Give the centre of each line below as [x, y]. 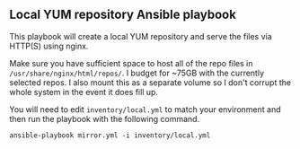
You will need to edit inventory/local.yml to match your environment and [145, 109]
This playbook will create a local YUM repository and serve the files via [141, 36]
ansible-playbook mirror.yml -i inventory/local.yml [110, 135]
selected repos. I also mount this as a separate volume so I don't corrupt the [150, 82]
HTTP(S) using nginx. [49, 46]
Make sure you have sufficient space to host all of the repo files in [131, 63]
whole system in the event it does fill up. [84, 92]
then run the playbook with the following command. [105, 118]
